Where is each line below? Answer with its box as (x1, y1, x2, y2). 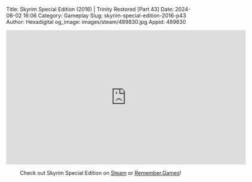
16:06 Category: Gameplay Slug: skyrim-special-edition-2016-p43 (23, 12, 187, 19)
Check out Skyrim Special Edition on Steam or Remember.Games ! (20, 169, 181, 176)
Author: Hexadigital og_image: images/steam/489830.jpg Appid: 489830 (6, 18, 186, 25)
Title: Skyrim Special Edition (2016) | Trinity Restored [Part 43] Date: (6, 6, 174, 13)
